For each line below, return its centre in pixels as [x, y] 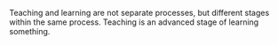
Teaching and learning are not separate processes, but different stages [139, 13]
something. [30, 31]
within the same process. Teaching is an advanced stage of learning [134, 22]
